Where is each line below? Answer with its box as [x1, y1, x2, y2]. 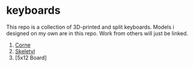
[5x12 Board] [14, 54, 47, 61]
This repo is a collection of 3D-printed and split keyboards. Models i [6, 23, 174, 31]
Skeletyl [14, 47, 35, 54]
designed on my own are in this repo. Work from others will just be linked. [6, 29, 189, 36]
